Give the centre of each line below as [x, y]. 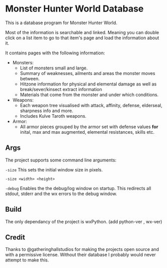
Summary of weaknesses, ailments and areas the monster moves [88, 73]
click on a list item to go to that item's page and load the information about [82, 38]
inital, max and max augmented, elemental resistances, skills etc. [87, 132]
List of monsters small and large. [54, 68]
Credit [15, 237]
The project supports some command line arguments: [61, 160]
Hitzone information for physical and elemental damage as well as [88, 84]
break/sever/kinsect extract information [61, 89]
